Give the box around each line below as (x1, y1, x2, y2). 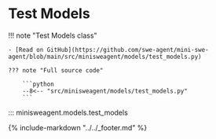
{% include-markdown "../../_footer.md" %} (8, 123, 148, 132)
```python (22, 80, 55, 88)
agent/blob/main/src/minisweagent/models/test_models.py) (8, 53, 202, 60)
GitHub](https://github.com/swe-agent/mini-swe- (46, 46, 210, 53)
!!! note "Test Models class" (8, 31, 97, 40)
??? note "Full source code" (8, 66, 104, 75)
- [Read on (8, 46, 44, 53)
